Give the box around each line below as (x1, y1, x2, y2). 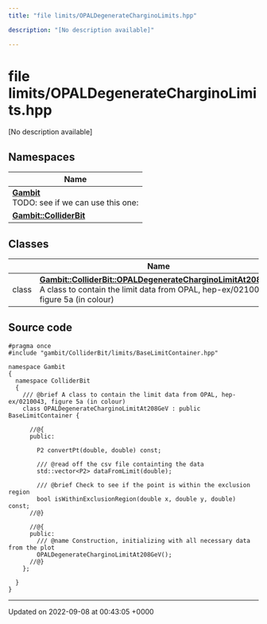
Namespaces (8, 150, 75, 164)
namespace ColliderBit (15, 377, 91, 385)
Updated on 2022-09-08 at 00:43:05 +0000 (8, 607, 154, 616)
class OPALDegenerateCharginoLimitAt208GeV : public (22, 405, 201, 413)
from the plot (8, 544, 56, 552)
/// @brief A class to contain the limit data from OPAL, (22, 390, 219, 398)
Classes (8, 237, 49, 250)
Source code (8, 321, 73, 335)
